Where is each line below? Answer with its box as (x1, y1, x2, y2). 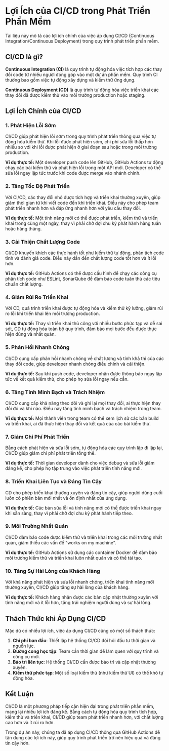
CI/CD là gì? (5, 53, 43, 61)
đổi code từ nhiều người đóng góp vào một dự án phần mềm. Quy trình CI (5, 71, 158, 77)
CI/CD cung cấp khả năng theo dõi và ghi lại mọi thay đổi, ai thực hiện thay (5, 400, 161, 406)
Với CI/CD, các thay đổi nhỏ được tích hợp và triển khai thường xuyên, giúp (5, 194, 161, 200)
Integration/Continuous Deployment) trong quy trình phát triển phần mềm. (5, 38, 159, 44)
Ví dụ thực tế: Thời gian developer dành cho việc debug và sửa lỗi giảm (5, 460, 155, 466)
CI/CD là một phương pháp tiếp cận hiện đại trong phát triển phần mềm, (5, 703, 155, 709)
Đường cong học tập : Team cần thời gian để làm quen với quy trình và (12, 648, 159, 654)
